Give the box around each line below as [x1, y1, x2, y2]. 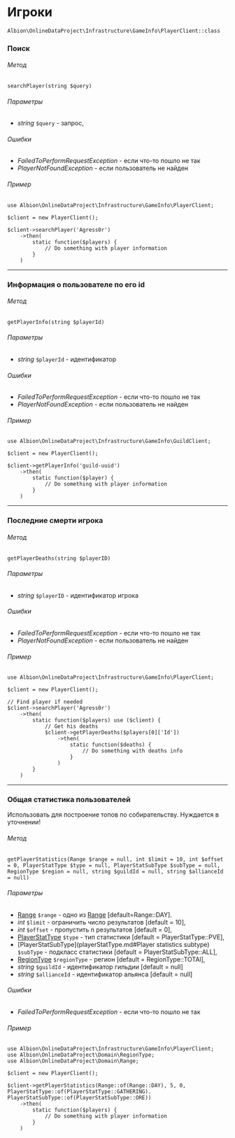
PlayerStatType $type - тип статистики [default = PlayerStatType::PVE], [17, 932, 225, 941]
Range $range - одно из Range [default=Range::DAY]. [17, 911, 173, 919]
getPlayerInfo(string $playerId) [7, 318, 105, 325]
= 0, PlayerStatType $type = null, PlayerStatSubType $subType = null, [7, 862, 220, 869]
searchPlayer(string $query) [7, 83, 92, 90]
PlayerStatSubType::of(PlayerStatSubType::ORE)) [7, 1095, 152, 1102]
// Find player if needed [7, 698, 83, 705]
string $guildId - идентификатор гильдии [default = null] [17, 962, 183, 971]
